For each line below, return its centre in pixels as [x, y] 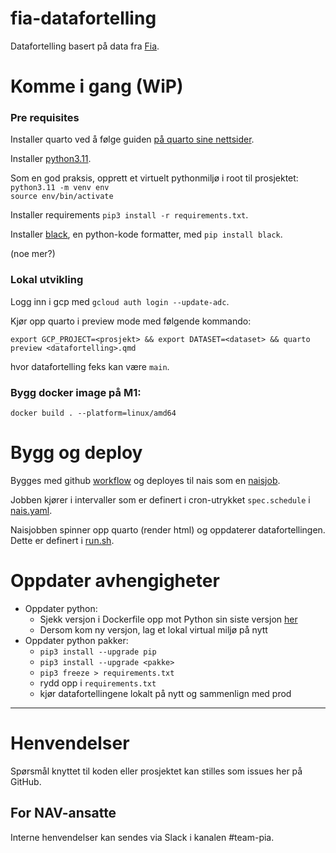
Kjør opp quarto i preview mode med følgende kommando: [131, 321]
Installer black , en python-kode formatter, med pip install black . [146, 234]
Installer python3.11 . [51, 159]
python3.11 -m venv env [60, 188]
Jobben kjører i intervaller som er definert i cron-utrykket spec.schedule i [160, 499]
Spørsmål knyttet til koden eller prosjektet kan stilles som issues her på [156, 771]
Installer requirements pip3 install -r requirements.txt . [129, 215]
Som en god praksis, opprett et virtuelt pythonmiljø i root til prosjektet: [154, 178]
